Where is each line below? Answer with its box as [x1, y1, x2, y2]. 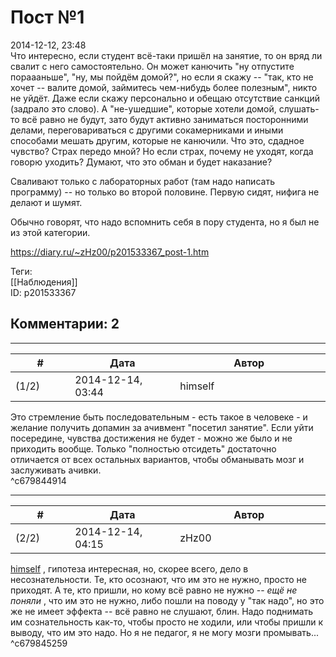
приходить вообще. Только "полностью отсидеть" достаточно [10, 442, 277, 455]
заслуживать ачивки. [10, 464, 102, 476]
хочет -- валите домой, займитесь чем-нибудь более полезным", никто [10, 81, 318, 93]
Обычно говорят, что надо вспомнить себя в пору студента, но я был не [10, 216, 320, 228]
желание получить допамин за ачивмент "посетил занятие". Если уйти [10, 421, 314, 433]
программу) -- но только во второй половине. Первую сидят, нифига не [10, 186, 320, 198]
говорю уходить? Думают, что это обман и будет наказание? [10, 156, 273, 168]
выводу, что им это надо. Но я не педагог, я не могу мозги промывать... [10, 626, 319, 638]
